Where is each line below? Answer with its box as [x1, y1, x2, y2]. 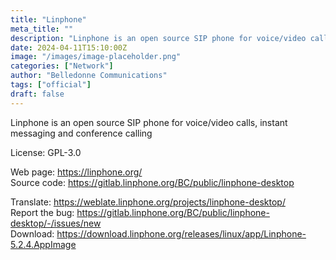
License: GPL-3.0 [10, 146, 82, 158]
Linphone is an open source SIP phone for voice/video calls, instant [10, 116, 288, 128]
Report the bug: [10, 206, 75, 218]
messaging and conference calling [10, 127, 153, 139]
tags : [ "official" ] [10, 80, 92, 90]
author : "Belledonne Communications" [10, 71, 168, 81]
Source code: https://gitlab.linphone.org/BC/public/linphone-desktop [10, 176, 295, 188]
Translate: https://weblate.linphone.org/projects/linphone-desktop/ [10, 196, 286, 208]
